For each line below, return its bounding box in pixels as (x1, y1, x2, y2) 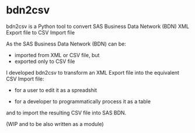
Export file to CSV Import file (6, 29, 75, 36)
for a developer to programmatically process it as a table (14, 97, 151, 105)
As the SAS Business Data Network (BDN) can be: (6, 40, 127, 47)
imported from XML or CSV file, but (14, 51, 100, 58)
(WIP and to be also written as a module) (6, 120, 104, 127)
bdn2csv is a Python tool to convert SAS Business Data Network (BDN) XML (6, 23, 190, 30)
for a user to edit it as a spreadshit (14, 86, 97, 93)
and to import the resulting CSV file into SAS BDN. (6, 109, 127, 116)
